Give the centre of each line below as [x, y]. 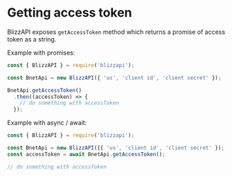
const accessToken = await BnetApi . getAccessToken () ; [87, 154]
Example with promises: [41, 53]
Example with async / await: [47, 123]
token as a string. [32, 39]
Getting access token [70, 13]
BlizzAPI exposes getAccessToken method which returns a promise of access [116, 32]
